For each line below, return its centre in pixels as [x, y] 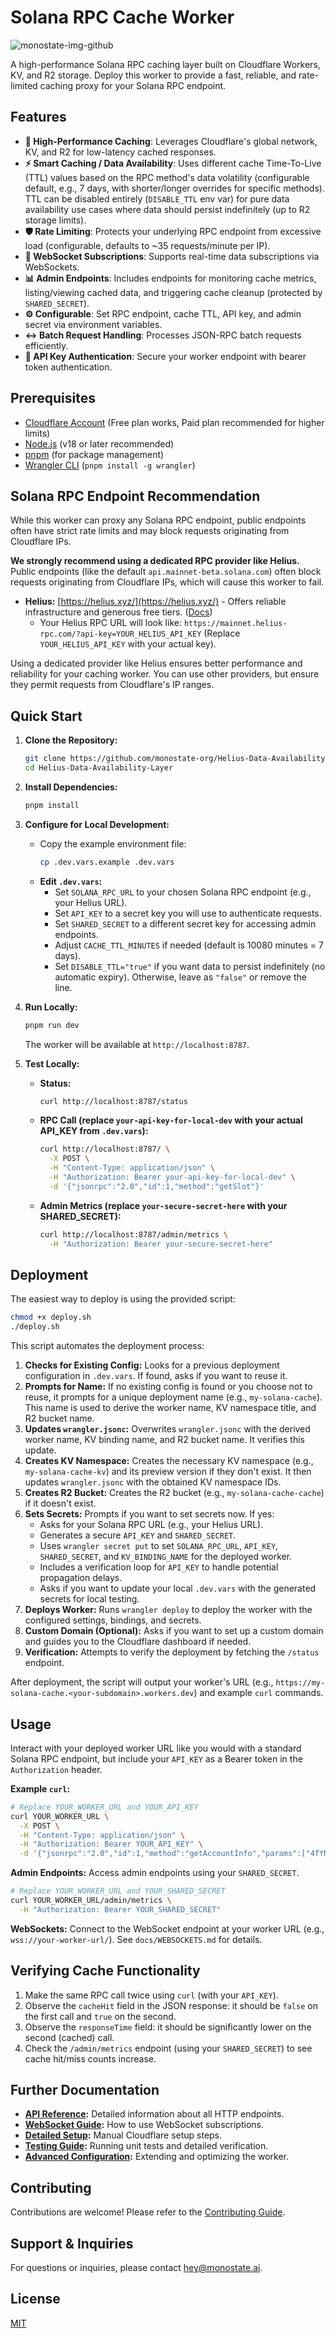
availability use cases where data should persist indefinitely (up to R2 [167, 209]
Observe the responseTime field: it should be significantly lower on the [168, 2027]
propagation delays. [81, 1578]
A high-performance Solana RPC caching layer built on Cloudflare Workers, [165, 64]
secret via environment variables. [93, 324]
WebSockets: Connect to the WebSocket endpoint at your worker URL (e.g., [167, 1928]
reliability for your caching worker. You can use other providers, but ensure [165, 674]
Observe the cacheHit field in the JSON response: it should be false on [171, 2005]
